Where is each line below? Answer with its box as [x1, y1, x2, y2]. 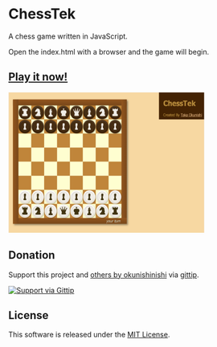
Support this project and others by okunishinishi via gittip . [8, 270, 199, 280]
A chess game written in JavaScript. [8, 31, 129, 41]
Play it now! [8, 70, 68, 84]
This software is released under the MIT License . [8, 330, 170, 340]
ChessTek [8, 5, 76, 23]
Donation [8, 248, 55, 262]
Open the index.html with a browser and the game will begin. [8, 47, 210, 56]
